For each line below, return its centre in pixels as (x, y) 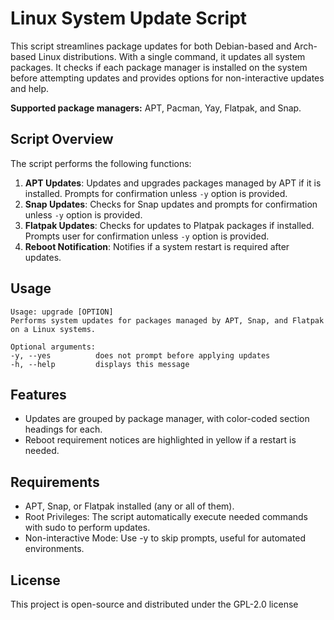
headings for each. (63, 429)
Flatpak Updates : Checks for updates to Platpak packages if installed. (169, 225)
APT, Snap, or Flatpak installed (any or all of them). (129, 506)
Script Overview (62, 139)
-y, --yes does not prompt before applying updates (140, 355)
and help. (30, 88)
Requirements (55, 482)
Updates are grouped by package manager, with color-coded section (167, 419)
